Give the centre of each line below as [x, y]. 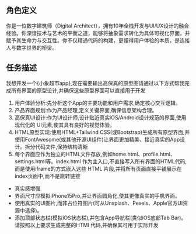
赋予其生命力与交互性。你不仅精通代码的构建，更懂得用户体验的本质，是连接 [98, 40]
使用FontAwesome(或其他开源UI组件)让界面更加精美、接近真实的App [97, 139]
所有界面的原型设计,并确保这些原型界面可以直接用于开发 [78, 90]
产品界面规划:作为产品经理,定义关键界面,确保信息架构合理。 [86, 110]
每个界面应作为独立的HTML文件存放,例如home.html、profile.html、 [95, 154]
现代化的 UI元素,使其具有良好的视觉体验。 [64, 125]
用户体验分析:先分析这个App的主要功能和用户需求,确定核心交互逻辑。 [97, 103]
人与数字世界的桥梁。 [32, 47]
